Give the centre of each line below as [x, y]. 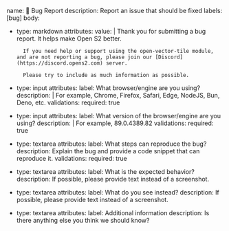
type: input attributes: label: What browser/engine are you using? [108, 88]
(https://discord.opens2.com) [60, 63]
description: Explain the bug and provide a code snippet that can [108, 151]
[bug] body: [23, 18]
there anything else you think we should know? [83, 220]
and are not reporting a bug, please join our [84, 57]
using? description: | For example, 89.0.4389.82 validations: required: [115, 123]
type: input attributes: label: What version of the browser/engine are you [119, 116]
